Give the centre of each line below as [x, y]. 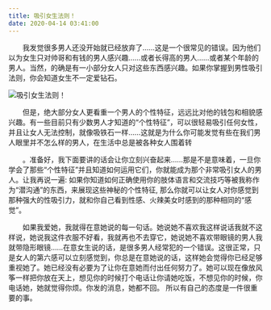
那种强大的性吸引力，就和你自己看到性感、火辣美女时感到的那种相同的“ [127, 199]
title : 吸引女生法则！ [42, 16]
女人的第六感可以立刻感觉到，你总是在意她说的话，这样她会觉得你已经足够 [139, 257]
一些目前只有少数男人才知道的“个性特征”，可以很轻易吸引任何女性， [149, 122]
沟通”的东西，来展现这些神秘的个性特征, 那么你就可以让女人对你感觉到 [142, 190]
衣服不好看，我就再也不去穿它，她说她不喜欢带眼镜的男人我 [163, 237]
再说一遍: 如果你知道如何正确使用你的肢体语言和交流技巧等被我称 [144, 179]
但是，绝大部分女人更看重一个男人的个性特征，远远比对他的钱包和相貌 [139, 112]
